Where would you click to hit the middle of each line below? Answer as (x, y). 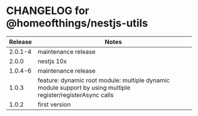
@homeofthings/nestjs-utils (77, 23)
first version (54, 104)
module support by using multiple (84, 87)
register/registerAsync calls (75, 95)
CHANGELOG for (48, 11)
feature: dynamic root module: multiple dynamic (104, 80)
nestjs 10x (52, 61)
